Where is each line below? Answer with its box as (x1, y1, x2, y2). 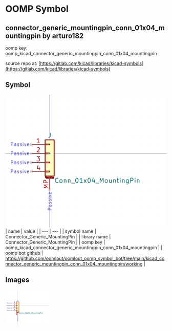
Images (5, 276, 30, 284)
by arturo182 (42, 31, 84, 40)
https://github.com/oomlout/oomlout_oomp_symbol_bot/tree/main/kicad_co (5, 255, 165, 261)
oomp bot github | (5, 250, 44, 256)
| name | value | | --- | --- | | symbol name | (5, 228, 96, 234)
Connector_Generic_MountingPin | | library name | (5, 233, 111, 239)
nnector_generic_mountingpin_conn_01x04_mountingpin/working (5, 260, 143, 267)
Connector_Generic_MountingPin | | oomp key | (5, 239, 105, 245)
